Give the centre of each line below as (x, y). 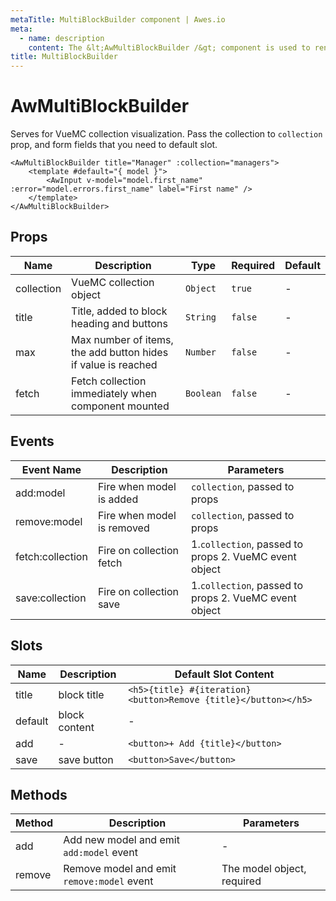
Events (32, 441)
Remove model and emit (120, 869)
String (200, 317)
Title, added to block (119, 311)
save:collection (51, 598)
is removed (123, 528)
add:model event (100, 853)
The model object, (264, 869)
